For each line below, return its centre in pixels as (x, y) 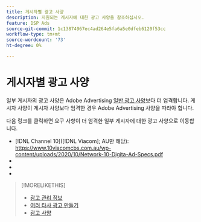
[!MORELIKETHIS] (43, 185)
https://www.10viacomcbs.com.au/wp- (63, 148)
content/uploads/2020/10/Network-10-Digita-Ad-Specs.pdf (89, 154)
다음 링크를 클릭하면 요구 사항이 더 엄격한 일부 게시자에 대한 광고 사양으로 (92, 121)
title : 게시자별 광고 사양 (35, 12)
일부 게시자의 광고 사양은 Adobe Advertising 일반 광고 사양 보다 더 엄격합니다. (97, 100)
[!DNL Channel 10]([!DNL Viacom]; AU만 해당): (72, 141)
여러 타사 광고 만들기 (54, 205)
